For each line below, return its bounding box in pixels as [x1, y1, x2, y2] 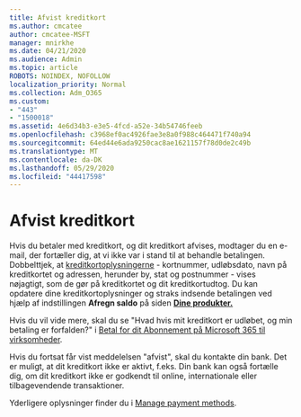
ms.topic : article [9, 64, 78, 73]
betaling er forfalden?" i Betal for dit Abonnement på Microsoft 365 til [9, 324, 266, 335]
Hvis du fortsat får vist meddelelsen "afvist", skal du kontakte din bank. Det [9, 351, 288, 362]
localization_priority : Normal [9, 80, 127, 89]
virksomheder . [9, 334, 63, 345]
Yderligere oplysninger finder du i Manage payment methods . [9, 397, 237, 409]
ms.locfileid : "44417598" [9, 172, 106, 181]
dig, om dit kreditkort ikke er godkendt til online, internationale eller [9, 370, 258, 382]
